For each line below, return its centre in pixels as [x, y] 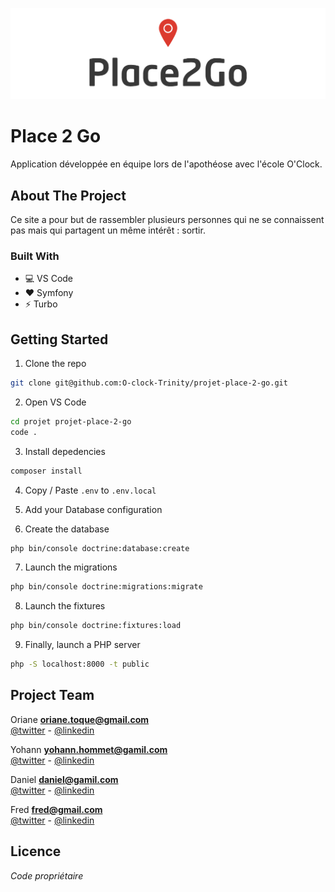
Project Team [52, 695]
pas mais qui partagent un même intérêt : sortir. [108, 230]
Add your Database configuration [93, 509]
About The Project [68, 195]
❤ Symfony [49, 293]
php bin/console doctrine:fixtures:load [96, 626]
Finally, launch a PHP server [82, 645]
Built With [35, 256]
